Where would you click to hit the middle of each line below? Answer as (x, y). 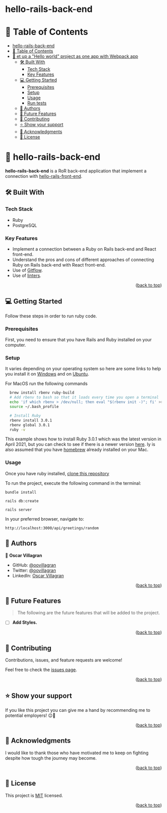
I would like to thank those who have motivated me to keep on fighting (77, 753)
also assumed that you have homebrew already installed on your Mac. (77, 450)
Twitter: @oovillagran (34, 570)
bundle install (21, 492)
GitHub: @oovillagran (34, 565)
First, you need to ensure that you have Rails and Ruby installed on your (79, 340)
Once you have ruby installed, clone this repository (57, 473)
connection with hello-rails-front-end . (44, 176)
